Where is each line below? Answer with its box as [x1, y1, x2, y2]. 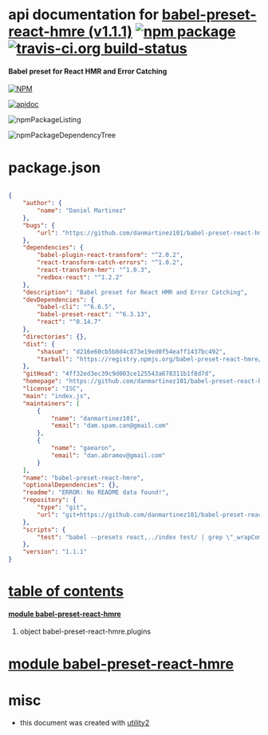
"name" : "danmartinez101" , [50, 414, 141, 422]
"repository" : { [22, 496, 77, 504]
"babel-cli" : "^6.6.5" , [37, 303, 116, 311]
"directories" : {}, [22, 333, 88, 341]
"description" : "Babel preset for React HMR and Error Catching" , [22, 288, 248, 296]
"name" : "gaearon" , [50, 445, 116, 452]
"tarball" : [37, 355, 73, 363]
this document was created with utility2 [19, 717, 150, 727]
